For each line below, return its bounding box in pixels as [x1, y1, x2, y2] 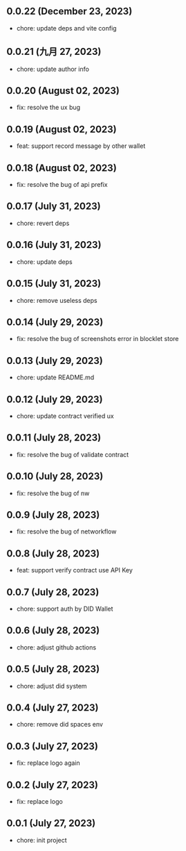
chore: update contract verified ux [16, 411, 115, 420]
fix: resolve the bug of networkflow [16, 527, 117, 536]
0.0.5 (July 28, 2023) [6, 663, 100, 675]
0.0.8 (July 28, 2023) [6, 547, 100, 559]
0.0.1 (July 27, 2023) [6, 818, 96, 829]
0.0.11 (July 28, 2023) [6, 432, 102, 444]
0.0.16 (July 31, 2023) [6, 239, 102, 251]
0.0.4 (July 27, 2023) [6, 702, 99, 714]
